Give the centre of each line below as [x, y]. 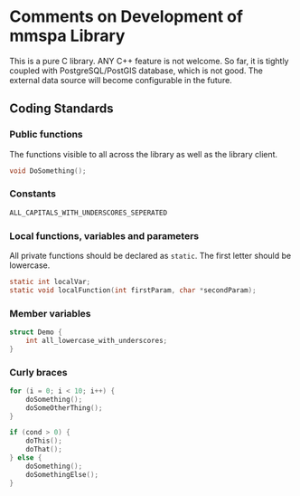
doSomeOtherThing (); [64, 408]
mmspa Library [67, 36]
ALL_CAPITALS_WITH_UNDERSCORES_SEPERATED [89, 213]
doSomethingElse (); [62, 474]
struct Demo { [36, 332]
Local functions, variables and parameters [104, 235]
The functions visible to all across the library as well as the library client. [144, 154]
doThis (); [44, 441]
